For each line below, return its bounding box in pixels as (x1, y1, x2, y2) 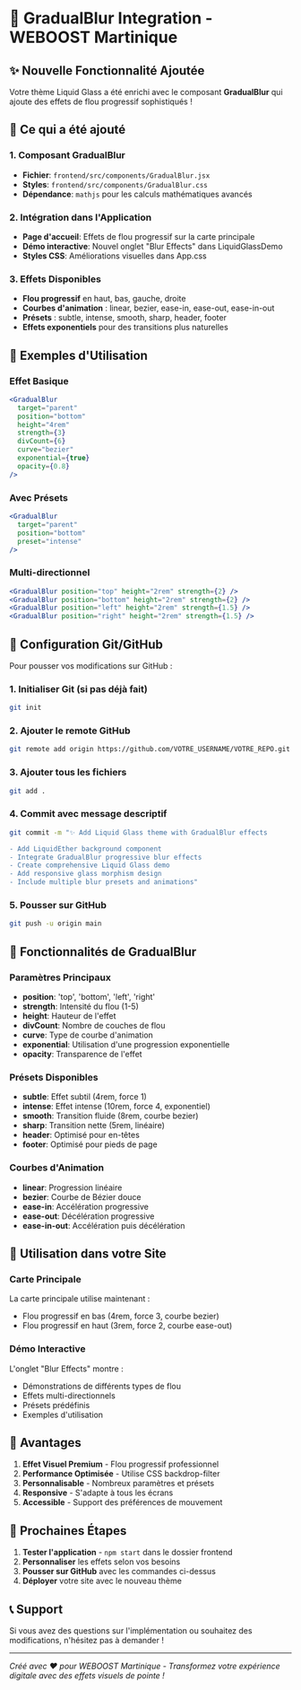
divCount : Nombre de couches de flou (21, 1020, 166, 1030)
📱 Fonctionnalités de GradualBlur (9, 944, 197, 959)
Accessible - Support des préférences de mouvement (21, 1497, 223, 1508)
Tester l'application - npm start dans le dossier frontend (21, 1547, 233, 1558)
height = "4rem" (17, 420, 70, 429)
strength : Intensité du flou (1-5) (21, 1001, 139, 1011)
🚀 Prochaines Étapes (9, 1523, 127, 1538)
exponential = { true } (17, 453, 90, 463)
